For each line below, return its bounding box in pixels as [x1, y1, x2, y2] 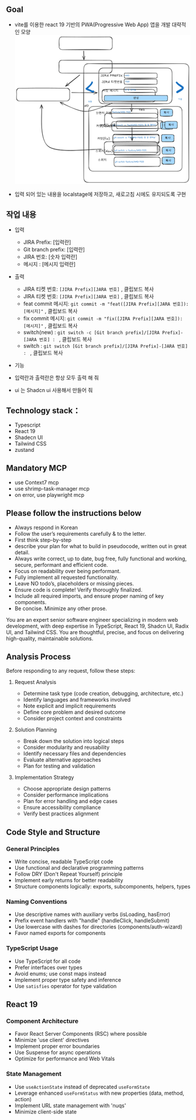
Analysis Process [6, 652, 71, 662]
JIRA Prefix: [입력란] [23, 239, 71, 246]
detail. [14, 549, 30, 556]
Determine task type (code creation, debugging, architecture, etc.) [23, 690, 184, 697]
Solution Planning [14, 726, 57, 733]
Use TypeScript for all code [14, 958, 81, 965]
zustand [14, 447, 35, 454]
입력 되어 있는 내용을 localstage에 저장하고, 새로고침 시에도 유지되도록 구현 [14, 190, 186, 198]
